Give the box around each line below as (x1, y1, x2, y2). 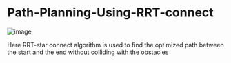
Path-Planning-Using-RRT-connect (7, 5, 214, 21)
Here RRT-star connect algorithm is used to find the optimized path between (7, 40, 224, 49)
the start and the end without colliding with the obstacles (7, 48, 169, 56)
